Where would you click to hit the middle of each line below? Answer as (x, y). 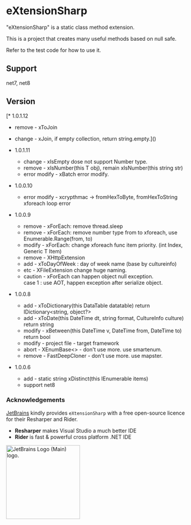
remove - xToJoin (36, 127)
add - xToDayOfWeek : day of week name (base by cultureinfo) (100, 263)
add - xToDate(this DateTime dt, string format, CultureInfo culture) (103, 318)
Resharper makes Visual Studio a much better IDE (75, 431)
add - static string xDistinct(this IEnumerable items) (86, 379)
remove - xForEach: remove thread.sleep (73, 226)
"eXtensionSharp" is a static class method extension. (70, 27)
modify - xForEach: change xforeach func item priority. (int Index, (103, 245)
